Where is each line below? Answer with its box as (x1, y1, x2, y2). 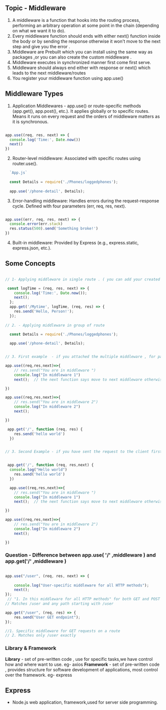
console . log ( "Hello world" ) (9, 467, 68, 472)
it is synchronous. (12, 119, 49, 125)
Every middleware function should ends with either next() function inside (12, 33, 161, 39)
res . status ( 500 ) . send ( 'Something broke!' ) (9, 226, 98, 231)
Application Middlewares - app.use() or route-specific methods (12, 103, 141, 109)
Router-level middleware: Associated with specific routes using (12, 155, 141, 161)
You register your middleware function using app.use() (12, 75, 124, 81)
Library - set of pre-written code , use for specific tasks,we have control (5, 656, 153, 662)
